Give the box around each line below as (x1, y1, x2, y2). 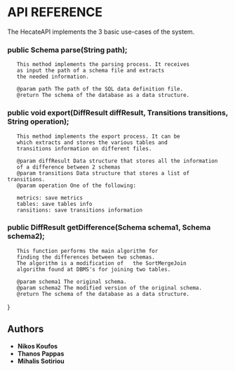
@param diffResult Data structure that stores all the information (16, 157, 218, 164)
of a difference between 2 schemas (16, 163, 121, 171)
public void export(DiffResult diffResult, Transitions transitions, (7, 108, 228, 118)
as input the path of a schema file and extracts (16, 67, 165, 74)
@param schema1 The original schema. (16, 278, 128, 285)
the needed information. (16, 73, 90, 81)
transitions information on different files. (16, 145, 152, 152)
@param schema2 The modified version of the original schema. (16, 284, 202, 292)
